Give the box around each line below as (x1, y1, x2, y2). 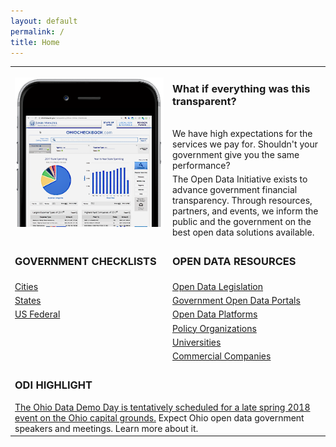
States (14, 295, 42, 307)
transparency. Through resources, (172, 195, 313, 207)
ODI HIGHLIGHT (14, 378, 93, 392)
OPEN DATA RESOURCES (172, 255, 297, 269)
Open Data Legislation (172, 280, 264, 292)
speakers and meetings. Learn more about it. (14, 422, 199, 434)
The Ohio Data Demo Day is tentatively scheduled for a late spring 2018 (14, 401, 311, 413)
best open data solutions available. (172, 226, 315, 239)
